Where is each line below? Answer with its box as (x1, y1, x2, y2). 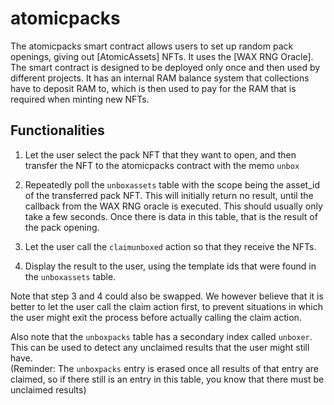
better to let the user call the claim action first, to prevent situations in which (10, 300, 323, 312)
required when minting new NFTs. (10, 93, 150, 105)
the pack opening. (24, 221, 100, 233)
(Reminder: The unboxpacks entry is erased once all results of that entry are (10, 362, 320, 374)
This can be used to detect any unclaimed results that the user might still (10, 341, 310, 353)
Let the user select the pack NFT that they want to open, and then (24, 148, 297, 161)
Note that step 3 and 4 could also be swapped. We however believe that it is (10, 290, 324, 302)
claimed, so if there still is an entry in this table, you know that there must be (10, 373, 325, 385)
